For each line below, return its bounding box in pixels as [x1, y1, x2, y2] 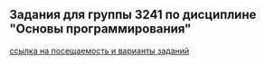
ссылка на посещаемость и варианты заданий [9, 45, 190, 56]
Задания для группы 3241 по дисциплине [9, 7, 257, 23]
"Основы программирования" [9, 22, 192, 37]
